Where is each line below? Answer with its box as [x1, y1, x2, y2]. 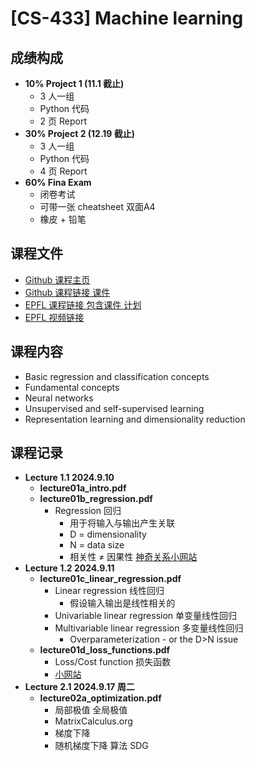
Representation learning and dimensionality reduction [24, 413, 246, 425]
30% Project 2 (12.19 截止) [24, 128, 136, 139]
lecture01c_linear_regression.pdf [39, 573, 182, 585]
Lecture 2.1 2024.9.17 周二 [24, 681, 135, 693]
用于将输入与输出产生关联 [69, 517, 176, 529]
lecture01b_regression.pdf [39, 493, 153, 505]
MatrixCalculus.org [54, 715, 133, 727]
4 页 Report [39, 165, 88, 177]
